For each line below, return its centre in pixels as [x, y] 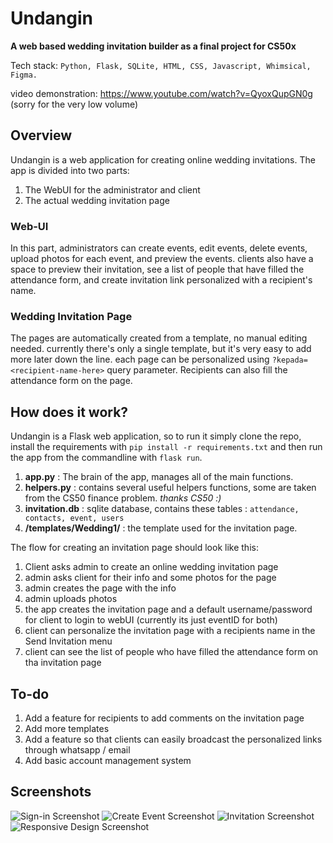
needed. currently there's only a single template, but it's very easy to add [161, 349]
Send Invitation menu [68, 641]
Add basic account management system [108, 760]
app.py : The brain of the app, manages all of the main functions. [159, 477]
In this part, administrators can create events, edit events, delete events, [159, 248]
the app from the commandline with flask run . [106, 458]
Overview [41, 135]
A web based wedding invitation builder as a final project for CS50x [153, 46]
